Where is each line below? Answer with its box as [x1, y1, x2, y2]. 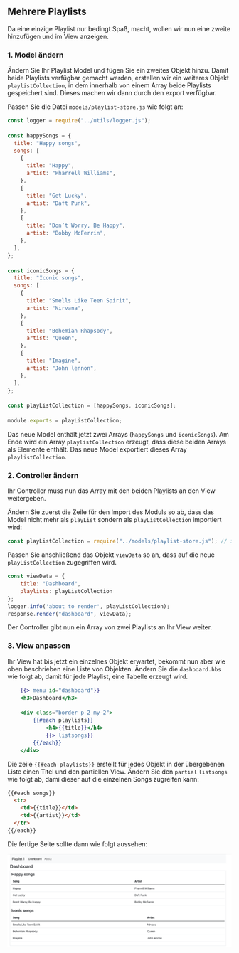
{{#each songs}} [7, 789, 55, 797]
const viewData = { [7, 573, 65, 580]
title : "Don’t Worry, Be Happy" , [26, 222, 126, 230]
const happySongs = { [7, 132, 72, 139]
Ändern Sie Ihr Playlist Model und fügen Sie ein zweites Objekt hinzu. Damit [7, 66, 229, 75]
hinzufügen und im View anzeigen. [7, 32, 109, 41]
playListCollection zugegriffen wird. [7, 558, 117, 567]
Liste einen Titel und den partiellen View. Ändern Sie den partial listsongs [7, 767, 228, 776]
